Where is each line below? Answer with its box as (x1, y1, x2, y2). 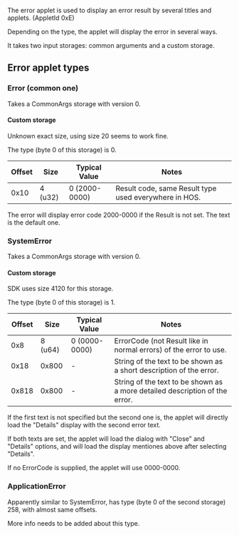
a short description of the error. (114, 365, 219, 375)
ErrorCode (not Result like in (114, 336, 208, 346)
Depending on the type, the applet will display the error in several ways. (7, 28, 218, 36)
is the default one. (7, 218, 60, 227)
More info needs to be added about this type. (7, 519, 140, 527)
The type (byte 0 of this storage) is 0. (7, 146, 117, 154)
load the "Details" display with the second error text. (7, 421, 161, 429)
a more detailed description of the (114, 386, 228, 396)
